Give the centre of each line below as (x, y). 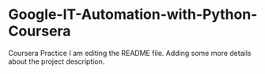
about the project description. (57, 61)
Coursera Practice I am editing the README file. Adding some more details (130, 53)
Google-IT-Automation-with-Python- (133, 15)
